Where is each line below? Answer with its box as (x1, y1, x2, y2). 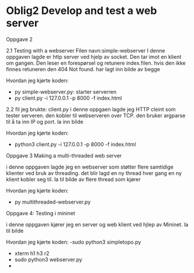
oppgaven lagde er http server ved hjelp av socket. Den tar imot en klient (6, 53, 182, 60)
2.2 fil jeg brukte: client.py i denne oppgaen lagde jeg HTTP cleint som (6, 106, 176, 113)
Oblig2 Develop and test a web (6, 4, 157, 17)
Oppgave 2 (6, 36, 33, 43)
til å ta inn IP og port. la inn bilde (6, 118, 84, 125)
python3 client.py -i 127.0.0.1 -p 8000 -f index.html (14, 141, 136, 148)
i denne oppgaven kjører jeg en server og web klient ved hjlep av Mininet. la (6, 220, 189, 228)
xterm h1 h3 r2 (14, 250, 50, 257)
